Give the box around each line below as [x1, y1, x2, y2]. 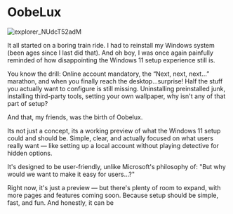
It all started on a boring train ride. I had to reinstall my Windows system [7, 41, 215, 49]
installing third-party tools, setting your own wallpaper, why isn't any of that [7, 92, 226, 100]
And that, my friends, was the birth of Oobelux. [7, 113, 143, 121]
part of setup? [7, 99, 48, 107]
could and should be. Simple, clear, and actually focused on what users [7, 134, 214, 142]
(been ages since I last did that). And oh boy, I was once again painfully [7, 48, 214, 57]
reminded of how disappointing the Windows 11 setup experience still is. [7, 55, 215, 64]
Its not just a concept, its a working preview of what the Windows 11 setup [7, 126, 221, 135]
